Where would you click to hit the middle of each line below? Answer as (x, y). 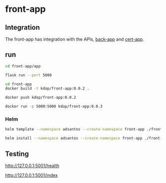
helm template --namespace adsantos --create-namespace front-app (75, 130)
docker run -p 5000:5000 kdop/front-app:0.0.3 (54, 107)
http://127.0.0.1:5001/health (32, 165)
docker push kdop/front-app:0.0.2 (41, 97)
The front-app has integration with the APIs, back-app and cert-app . (75, 39)
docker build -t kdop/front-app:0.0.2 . (47, 89)
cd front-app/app (23, 66)
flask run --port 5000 (28, 75)
